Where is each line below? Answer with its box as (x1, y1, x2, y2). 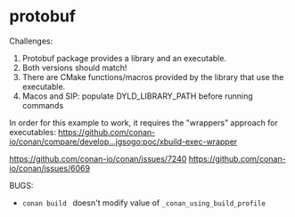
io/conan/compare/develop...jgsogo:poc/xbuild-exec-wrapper (9, 136, 238, 147)
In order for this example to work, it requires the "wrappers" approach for (9, 117, 278, 128)
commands (21, 100, 64, 110)
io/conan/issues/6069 (9, 163, 91, 173)
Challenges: (9, 36, 53, 46)
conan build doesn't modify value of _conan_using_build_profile (21, 197, 266, 208)
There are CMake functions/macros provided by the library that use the (21, 71, 284, 82)
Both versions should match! (21, 62, 127, 73)
